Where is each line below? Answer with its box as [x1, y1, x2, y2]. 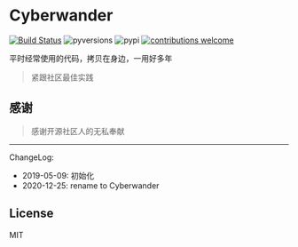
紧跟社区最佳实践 [30, 72, 94, 83]
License [9, 206, 54, 221]
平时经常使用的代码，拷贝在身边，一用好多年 [9, 52, 173, 63]
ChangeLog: [9, 152, 55, 163]
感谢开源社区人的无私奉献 [30, 125, 125, 136]
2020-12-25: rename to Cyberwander [21, 179, 160, 191]
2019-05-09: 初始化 [21, 170, 95, 180]
